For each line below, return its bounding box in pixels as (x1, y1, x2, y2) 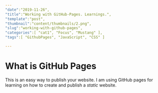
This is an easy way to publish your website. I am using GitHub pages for (5, 77, 153, 83)
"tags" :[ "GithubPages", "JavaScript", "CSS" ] (5, 35, 105, 40)
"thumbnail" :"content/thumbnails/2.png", (5, 21, 92, 26)
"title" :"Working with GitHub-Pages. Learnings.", (5, 12, 112, 17)
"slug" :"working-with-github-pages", (5, 26, 83, 31)
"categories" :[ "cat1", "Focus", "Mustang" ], (5, 30, 103, 35)
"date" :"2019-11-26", (5, 7, 50, 12)
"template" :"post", (5, 16, 45, 21)
